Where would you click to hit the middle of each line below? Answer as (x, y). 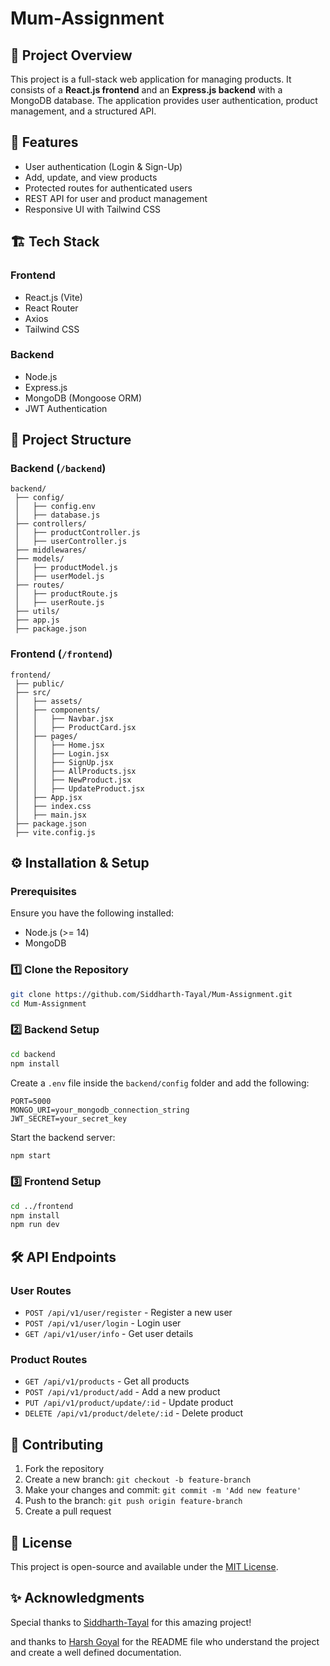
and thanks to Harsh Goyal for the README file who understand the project (165, 1641)
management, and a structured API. (83, 111)
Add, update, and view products (91, 177)
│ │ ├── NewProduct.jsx (73, 780)
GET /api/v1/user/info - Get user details (109, 1334)
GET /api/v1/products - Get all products (107, 1381)
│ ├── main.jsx (50, 815)
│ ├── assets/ (48, 701)
